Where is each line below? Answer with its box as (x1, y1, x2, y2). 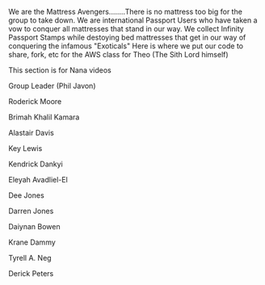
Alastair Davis (8, 128, 54, 137)
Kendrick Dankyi (8, 159, 63, 169)
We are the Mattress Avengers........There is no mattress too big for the (8, 7, 242, 16)
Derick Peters (8, 269, 54, 278)
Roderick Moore (8, 97, 62, 106)
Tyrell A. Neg (8, 254, 52, 262)
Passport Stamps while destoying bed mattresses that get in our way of (8, 32, 246, 42)
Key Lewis (8, 144, 43, 153)
